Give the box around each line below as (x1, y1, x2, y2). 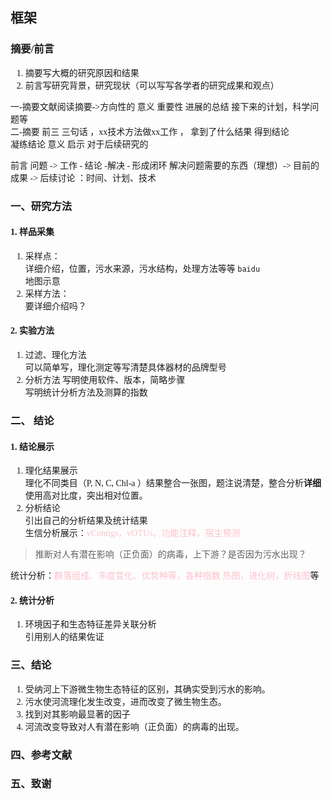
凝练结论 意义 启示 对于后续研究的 (10, 139, 149, 150)
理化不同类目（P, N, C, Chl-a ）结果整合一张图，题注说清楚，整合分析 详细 (24, 478, 322, 489)
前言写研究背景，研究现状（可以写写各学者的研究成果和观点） (24, 80, 280, 91)
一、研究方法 (10, 199, 73, 213)
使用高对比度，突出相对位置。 (24, 491, 148, 502)
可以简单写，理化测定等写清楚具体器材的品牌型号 (24, 363, 227, 373)
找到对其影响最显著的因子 (24, 709, 131, 720)
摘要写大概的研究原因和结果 (24, 68, 140, 78)
